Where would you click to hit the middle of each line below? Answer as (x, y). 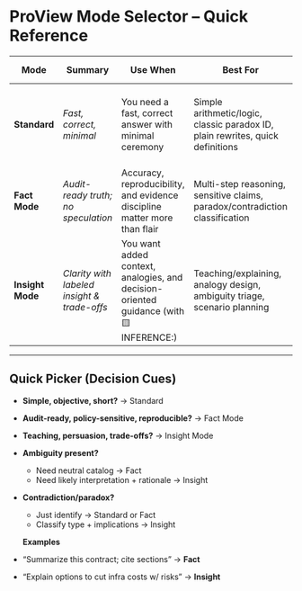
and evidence (150, 195)
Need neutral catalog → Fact (89, 470)
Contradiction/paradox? (68, 497)
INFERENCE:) (149, 337)
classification (221, 218)
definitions (215, 147)
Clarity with (87, 273)
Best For (240, 69)
